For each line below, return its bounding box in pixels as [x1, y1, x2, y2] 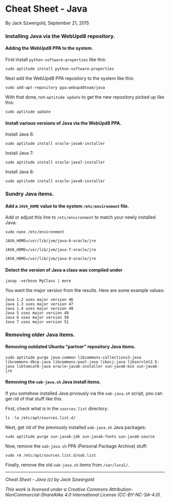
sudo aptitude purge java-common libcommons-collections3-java [5, 355, 142, 360]
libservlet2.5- [127, 359, 159, 364]
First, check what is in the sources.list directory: [5, 405, 109, 411]
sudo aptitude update [5, 109, 51, 114]
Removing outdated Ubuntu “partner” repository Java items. [5, 344, 136, 350]
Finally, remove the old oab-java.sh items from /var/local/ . [5, 461, 130, 468]
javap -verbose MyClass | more [5, 278, 71, 283]
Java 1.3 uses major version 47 [5, 301, 73, 307]
